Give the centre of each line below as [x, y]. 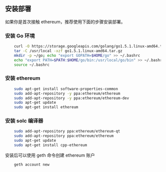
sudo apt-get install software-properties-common [66, 89]
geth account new [32, 165]
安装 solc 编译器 [24, 121]
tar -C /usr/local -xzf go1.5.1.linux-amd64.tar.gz [68, 51]
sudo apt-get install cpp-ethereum [51, 145]
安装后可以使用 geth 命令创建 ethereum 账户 [50, 155]
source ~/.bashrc [32, 65]
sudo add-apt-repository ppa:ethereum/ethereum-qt [67, 131]
